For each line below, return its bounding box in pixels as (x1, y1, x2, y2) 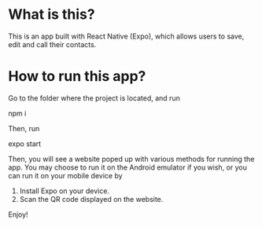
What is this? (8, 5, 96, 24)
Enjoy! (8, 210, 29, 219)
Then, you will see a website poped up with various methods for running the (8, 154, 255, 163)
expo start (8, 139, 42, 148)
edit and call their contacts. (8, 39, 97, 49)
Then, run (8, 123, 40, 133)
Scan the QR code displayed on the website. (19, 194, 164, 203)
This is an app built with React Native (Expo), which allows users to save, (8, 31, 245, 41)
